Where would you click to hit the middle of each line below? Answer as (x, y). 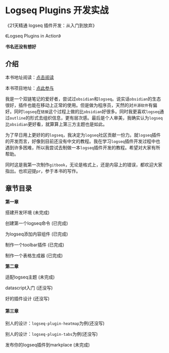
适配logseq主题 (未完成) (30, 277)
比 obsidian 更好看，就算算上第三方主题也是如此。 (56, 124)
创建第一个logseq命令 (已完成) (37, 223)
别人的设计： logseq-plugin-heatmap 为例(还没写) (55, 323)
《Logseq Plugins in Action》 (33, 35)
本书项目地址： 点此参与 (30, 88)
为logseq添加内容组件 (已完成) (37, 234)
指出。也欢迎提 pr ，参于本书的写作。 (43, 171)
